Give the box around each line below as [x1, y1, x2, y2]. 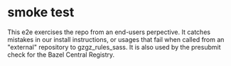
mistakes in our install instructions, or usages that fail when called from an [7, 35, 225, 43]
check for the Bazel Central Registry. [7, 50, 115, 59]
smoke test [7, 4, 75, 21]
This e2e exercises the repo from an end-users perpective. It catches [7, 28, 211, 36]
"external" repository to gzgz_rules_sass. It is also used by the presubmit [7, 43, 221, 51]
